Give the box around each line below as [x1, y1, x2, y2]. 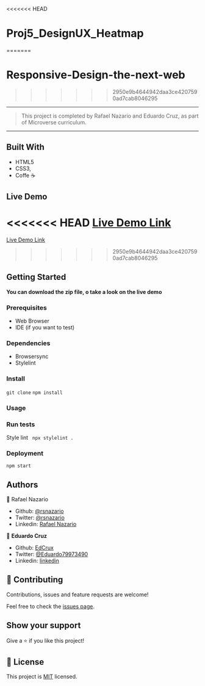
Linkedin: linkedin [15, 557, 59, 565]
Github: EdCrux [15, 544, 54, 551]
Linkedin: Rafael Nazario [15, 521, 77, 528]
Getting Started [6, 272, 67, 282]
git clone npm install [6, 390, 63, 396]
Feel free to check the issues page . [6, 602, 95, 610]
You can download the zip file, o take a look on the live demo [6, 288, 162, 295]
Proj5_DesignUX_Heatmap [6, 27, 144, 40]
